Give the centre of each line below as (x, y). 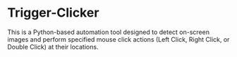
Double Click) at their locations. (53, 47)
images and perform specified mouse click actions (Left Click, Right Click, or (119, 39)
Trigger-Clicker (53, 13)
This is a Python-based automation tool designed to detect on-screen (109, 32)
